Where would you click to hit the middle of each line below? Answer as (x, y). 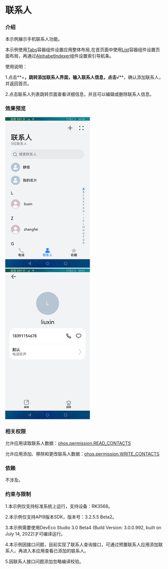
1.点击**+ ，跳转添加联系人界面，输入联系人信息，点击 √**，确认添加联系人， (84, 77)
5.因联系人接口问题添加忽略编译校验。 (44, 561)
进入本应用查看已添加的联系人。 (55, 550)
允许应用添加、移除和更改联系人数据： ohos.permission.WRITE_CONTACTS (82, 454)
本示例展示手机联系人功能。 (34, 39)
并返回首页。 (18, 84)
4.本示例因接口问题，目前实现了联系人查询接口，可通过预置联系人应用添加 (82, 544)
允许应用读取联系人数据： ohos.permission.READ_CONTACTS (68, 443)
